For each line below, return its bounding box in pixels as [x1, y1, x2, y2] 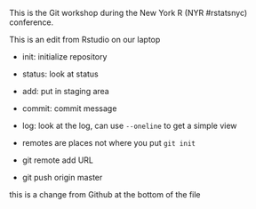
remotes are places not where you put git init [21, 138, 196, 148]
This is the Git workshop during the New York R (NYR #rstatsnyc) [9, 8, 248, 18]
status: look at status [21, 68, 100, 79]
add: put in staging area [21, 86, 109, 96]
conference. [9, 17, 54, 28]
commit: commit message [21, 103, 117, 114]
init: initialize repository [21, 52, 108, 61]
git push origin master [21, 173, 103, 182]
